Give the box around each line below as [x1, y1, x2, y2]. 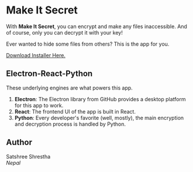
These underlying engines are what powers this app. [6, 84, 133, 91]
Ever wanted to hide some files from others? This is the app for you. [6, 40, 170, 47]
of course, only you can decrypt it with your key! [6, 29, 123, 36]
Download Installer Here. [6, 51, 66, 59]
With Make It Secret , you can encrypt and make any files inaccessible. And [6, 23, 187, 30]
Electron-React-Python [6, 68, 93, 79]
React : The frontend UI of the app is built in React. [14, 108, 136, 115]
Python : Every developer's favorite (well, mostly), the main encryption [14, 114, 184, 121]
